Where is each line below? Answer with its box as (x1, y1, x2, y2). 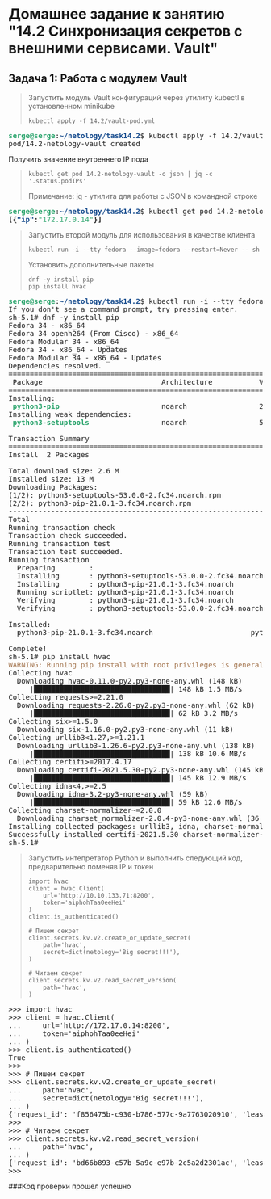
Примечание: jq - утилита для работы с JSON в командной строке (27, 191, 258, 200)
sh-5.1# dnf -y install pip (8, 313, 119, 322)
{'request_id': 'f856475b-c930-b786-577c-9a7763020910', (8, 1110, 239, 1119)
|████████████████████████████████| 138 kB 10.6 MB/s (29, 749, 248, 758)
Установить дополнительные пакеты (27, 260, 155, 269)
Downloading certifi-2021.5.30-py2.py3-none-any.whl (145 (16, 765, 252, 774)
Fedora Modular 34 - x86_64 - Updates (8, 353, 162, 362)
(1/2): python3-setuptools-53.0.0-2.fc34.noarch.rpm (8, 490, 222, 499)
